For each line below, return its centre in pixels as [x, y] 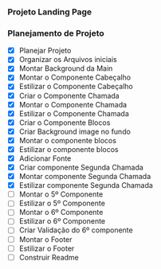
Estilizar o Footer [47, 248]
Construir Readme [49, 257]
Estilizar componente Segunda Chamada [86, 185]
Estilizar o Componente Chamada [74, 113]
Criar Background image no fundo [75, 131]
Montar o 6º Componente [61, 212]
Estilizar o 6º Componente [62, 221]
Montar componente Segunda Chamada [85, 177]
